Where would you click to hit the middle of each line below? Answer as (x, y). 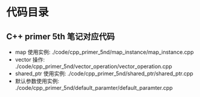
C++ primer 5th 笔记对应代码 (60, 36)
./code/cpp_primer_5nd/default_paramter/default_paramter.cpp (94, 88)
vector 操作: (30, 60)
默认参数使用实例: (37, 81)
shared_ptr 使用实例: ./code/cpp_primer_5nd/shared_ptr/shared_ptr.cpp (104, 74)
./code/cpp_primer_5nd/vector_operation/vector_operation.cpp (93, 66)
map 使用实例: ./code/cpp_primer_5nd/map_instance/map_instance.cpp (104, 52)
